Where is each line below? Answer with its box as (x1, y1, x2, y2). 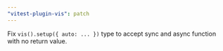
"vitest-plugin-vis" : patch (7, 10, 90, 17)
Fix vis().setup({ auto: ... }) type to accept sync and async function (7, 29, 217, 38)
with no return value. (7, 36, 68, 45)
